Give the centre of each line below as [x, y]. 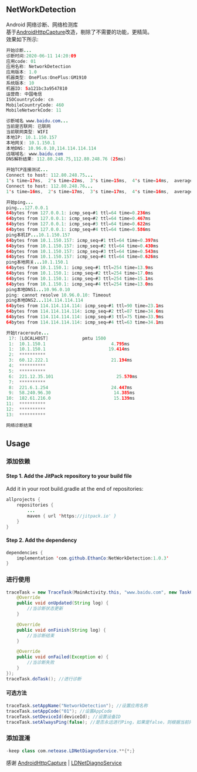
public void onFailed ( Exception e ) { [63, 657]
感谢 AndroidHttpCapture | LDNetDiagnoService [64, 763]
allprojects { [23, 500]
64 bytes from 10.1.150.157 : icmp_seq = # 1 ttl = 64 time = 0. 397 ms [82, 240]
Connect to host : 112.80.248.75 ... [50, 176]
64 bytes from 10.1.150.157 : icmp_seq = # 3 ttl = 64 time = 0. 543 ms [82, 251]
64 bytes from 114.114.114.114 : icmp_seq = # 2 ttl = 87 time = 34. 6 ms [85, 311]
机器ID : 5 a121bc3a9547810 [37, 88]
